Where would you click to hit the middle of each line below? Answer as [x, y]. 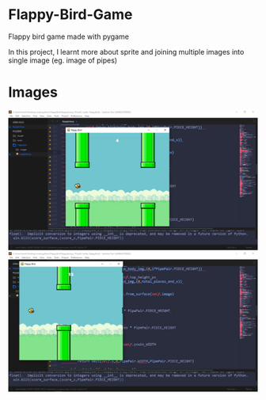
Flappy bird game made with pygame [68, 36]
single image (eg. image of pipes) [63, 60]
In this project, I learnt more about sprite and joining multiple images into [126, 51]
